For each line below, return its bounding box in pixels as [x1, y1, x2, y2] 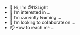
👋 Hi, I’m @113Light [9, 5, 48, 10]
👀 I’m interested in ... [9, 9, 51, 15]
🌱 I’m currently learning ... [9, 15, 62, 20]
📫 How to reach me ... [9, 25, 55, 30]
